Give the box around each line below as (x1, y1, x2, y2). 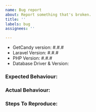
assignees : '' (5, 26, 35, 31)
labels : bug (5, 21, 30, 27)
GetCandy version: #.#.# (12, 44, 64, 50)
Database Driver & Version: (12, 61, 69, 67)
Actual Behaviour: (5, 86, 51, 93)
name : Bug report (5, 7, 42, 13)
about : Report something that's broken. (5, 12, 92, 17)
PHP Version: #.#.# (12, 55, 53, 61)
